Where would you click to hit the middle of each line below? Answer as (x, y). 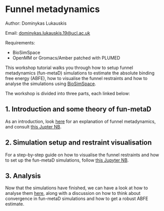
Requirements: (20, 43)
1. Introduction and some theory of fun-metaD (78, 109)
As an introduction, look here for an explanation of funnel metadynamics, (80, 121)
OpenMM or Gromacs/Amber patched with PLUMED (66, 58)
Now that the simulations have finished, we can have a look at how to (76, 188)
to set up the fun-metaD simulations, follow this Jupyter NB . (67, 160)
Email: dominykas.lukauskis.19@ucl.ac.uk (48, 33)
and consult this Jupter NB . (33, 126)
